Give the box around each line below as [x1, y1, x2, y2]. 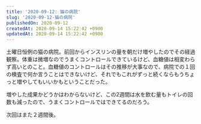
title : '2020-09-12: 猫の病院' [6, 8, 81, 15]
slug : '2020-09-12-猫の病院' [6, 14, 76, 20]
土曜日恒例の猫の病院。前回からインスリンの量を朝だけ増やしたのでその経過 [6, 49, 196, 56]
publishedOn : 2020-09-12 [6, 20, 68, 26]
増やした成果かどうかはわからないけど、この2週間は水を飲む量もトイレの [6, 91, 188, 98]
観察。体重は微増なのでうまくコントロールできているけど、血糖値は [6, 56, 175, 63]
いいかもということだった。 [42, 78, 111, 86]
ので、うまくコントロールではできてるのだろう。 [32, 98, 153, 105]
